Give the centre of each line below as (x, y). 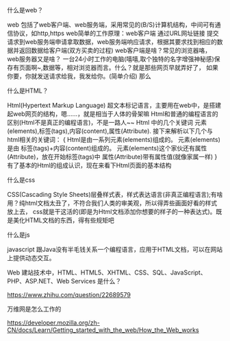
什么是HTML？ (28, 91)
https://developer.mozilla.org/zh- (54, 322)
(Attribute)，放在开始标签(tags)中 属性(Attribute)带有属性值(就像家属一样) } (112, 157)
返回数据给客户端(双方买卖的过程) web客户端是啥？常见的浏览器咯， (115, 50)
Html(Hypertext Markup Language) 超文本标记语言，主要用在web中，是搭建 (114, 105)
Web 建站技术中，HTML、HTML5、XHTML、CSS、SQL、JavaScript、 (107, 272)
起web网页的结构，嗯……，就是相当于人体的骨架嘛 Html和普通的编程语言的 (113, 114)
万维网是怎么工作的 (34, 309)
